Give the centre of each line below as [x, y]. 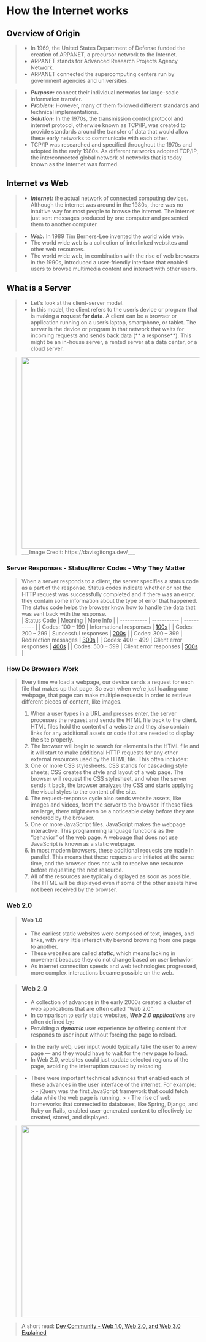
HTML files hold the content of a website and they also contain [110, 727]
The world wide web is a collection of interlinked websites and [109, 242]
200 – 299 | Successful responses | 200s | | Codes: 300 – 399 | [102, 633]
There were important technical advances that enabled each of [110, 1078]
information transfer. [56, 99]
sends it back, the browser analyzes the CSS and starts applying [112, 785]
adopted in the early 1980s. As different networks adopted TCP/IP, [114, 151]
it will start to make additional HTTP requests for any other [104, 753]
